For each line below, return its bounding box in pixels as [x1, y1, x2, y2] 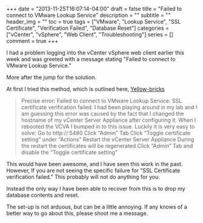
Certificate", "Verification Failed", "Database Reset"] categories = [6, 24, 170, 32]
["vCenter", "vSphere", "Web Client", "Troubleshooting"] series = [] [6, 31, 174, 38]
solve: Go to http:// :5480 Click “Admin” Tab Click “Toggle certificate [21, 130, 191, 136]
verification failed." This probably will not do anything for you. [6, 173, 161, 181]
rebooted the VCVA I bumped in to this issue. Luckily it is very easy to [21, 123, 195, 130]
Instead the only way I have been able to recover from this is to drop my [6, 185, 186, 192]
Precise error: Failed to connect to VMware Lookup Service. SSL [21, 97, 182, 104]
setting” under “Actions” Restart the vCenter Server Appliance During [21, 136, 195, 143]
